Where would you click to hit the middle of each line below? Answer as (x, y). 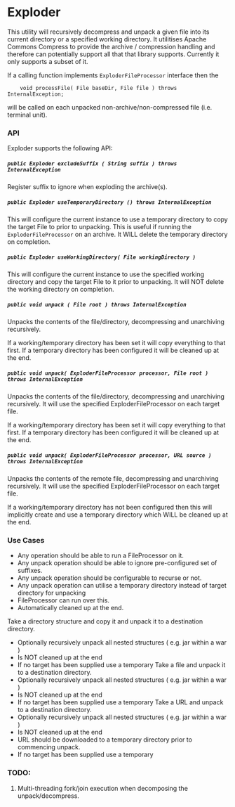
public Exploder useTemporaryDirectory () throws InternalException (109, 202)
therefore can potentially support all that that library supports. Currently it (113, 54)
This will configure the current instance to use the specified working (106, 274)
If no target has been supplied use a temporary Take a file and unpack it (121, 665)
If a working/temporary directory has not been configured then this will (110, 508)
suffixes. (30, 571)
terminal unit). (27, 115)
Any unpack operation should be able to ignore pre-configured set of (117, 563)
